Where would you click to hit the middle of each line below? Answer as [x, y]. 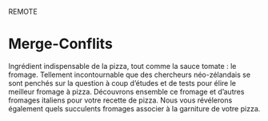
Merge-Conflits [61, 44]
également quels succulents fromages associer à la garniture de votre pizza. [134, 108]
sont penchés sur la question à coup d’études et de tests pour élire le [122, 83]
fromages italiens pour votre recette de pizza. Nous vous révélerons [120, 100]
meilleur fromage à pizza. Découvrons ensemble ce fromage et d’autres [126, 91]
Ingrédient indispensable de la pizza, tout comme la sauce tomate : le [122, 66]
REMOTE [23, 12]
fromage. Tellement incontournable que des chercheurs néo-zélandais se [129, 75]
